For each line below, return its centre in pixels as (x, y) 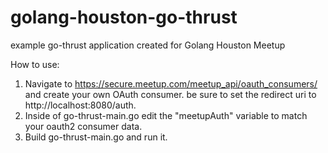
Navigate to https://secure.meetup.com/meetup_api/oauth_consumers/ (171, 83)
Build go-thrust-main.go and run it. (96, 137)
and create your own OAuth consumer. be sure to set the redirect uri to (170, 94)
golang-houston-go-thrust (124, 17)
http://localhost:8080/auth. (80, 105)
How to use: (35, 64)
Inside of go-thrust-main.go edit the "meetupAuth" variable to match (166, 115)
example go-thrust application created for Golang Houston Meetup (148, 45)
